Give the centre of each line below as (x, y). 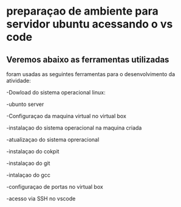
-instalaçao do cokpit (33, 151)
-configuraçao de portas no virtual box (55, 187)
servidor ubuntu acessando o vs (90, 24)
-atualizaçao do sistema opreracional (53, 139)
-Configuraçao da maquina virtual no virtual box (66, 116)
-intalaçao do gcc (28, 175)
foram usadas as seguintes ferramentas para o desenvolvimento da (91, 74)
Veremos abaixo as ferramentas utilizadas (88, 59)
